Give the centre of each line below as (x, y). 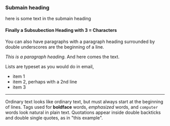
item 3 (19, 87)
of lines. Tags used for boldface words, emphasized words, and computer (82, 107)
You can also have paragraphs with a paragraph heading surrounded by (80, 41)
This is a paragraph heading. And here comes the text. (62, 57)
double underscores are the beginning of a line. (55, 47)
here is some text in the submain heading (48, 19)
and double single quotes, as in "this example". (54, 117)
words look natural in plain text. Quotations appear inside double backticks (83, 112)
